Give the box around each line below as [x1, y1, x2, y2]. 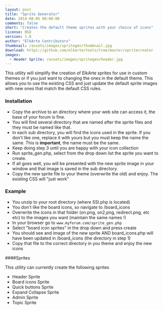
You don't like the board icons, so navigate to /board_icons [12, 204, 130, 210]
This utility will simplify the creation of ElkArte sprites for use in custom [5, 70, 147, 76]
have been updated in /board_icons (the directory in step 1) [12, 235, 131, 241]
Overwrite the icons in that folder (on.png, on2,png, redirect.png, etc [12, 209, 150, 215]
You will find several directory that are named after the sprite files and [12, 119, 152, 125]
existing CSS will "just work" [12, 176, 69, 182]
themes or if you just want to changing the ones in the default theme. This [5, 75, 153, 81]
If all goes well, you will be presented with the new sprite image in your [12, 160, 154, 166]
